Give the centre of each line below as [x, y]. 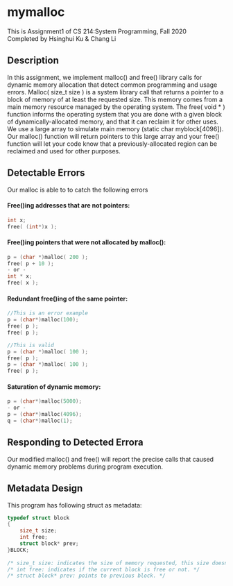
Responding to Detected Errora [75, 443]
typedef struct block [38, 518]
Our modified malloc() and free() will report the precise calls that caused [110, 459]
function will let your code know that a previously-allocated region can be [112, 144]
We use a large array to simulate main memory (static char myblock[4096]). [115, 128]
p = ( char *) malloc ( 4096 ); [44, 415]
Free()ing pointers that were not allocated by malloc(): [87, 242]
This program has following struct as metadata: [75, 505]
